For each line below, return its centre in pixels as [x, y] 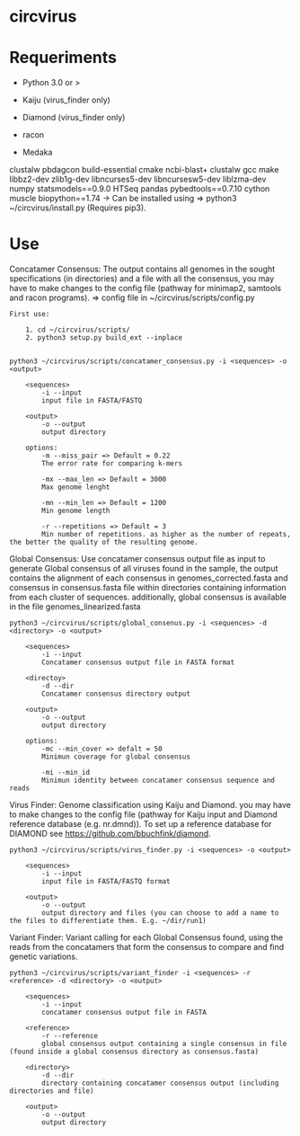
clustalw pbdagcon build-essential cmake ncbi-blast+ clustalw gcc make [144, 170]
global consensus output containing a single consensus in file [164, 1044]
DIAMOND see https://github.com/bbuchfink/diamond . [110, 834]
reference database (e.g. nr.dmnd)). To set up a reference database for [141, 824]
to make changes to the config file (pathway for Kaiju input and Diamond [144, 814]
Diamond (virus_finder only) [74, 118]
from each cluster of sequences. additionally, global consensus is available [148, 597]
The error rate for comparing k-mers [112, 464]
